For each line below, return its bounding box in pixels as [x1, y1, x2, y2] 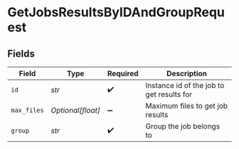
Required [107, 69, 139, 78]
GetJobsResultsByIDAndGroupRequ [7, 4, 225, 21]
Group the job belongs [145, 121, 221, 131]
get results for [145, 89, 193, 99]
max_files [11, 106, 44, 114]
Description [166, 69, 208, 78]
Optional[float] [51, 106, 101, 115]
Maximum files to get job [145, 101, 228, 111]
